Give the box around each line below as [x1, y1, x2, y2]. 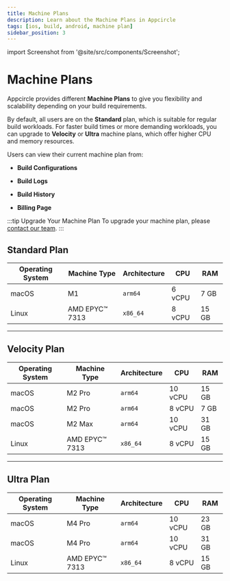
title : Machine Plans [7, 10, 69, 17]
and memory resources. [7, 137, 75, 145]
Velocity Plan [7, 344, 65, 355]
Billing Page [16, 204, 52, 212]
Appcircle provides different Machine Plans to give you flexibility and [7, 95, 203, 103]
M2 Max [66, 419, 94, 429]
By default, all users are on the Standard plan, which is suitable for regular [7, 115, 217, 123]
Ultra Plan [7, 474, 50, 486]
